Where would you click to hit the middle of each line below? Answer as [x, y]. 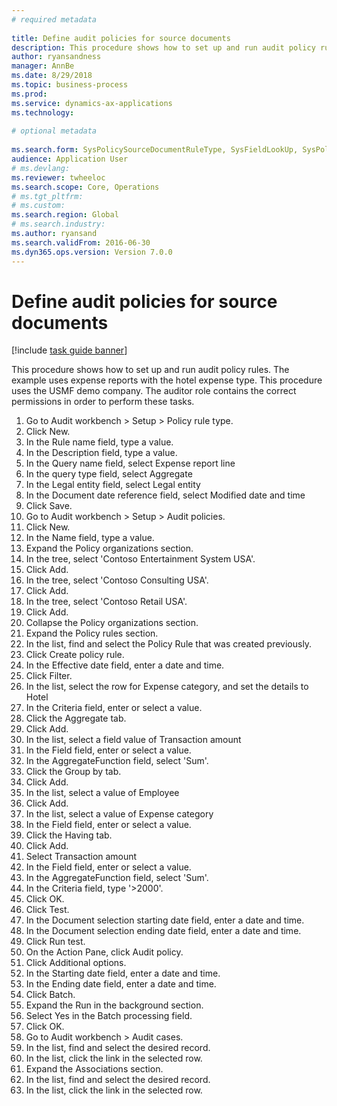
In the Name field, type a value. [90, 538]
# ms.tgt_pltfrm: [47, 196]
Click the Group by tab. [73, 772]
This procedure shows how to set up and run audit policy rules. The [150, 370]
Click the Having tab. [69, 835]
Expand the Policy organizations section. [109, 548]
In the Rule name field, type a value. [99, 442]
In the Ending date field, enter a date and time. [121, 984]
